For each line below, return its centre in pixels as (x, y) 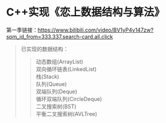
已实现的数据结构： (45, 49)
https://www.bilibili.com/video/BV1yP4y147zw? (96, 30)
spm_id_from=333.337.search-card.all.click (60, 36)
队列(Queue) (51, 84)
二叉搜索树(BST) (56, 106)
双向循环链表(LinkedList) (66, 69)
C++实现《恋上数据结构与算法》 (85, 12)
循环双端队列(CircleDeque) (69, 99)
